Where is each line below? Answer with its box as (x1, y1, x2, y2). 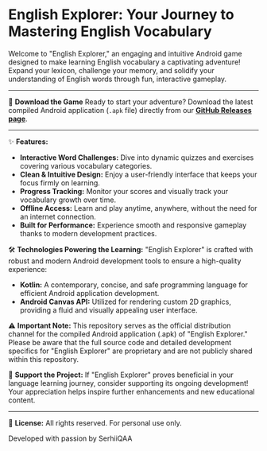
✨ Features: (8, 137, 48, 146)
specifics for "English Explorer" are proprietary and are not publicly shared (8, 346, 253, 356)
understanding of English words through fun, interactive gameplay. (8, 74, 227, 84)
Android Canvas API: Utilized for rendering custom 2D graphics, (19, 297, 232, 306)
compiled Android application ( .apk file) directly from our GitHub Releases (8, 105, 252, 115)
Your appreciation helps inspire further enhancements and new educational (8, 387, 255, 396)
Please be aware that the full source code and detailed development (8, 337, 232, 347)
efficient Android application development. (19, 288, 160, 297)
